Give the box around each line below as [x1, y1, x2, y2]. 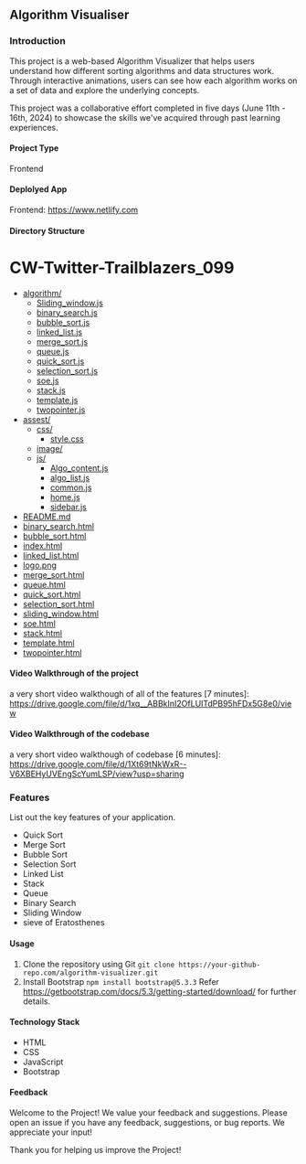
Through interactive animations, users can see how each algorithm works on [9, 75, 298, 86]
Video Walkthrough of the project [9, 667, 139, 679]
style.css [49, 433, 84, 444]
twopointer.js [36, 404, 86, 415]
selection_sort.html [22, 598, 95, 609]
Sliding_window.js [36, 297, 103, 308]
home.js [49, 491, 80, 502]
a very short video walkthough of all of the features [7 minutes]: [9, 688, 249, 699]
